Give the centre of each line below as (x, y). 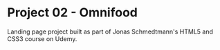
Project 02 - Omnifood (73, 13)
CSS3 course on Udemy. (42, 38)
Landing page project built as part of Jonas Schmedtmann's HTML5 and (110, 32)
